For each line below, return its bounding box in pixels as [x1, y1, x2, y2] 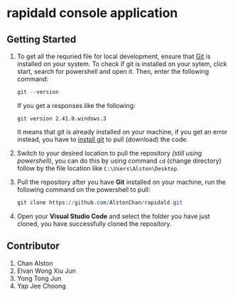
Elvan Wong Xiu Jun [16, 266, 76, 275]
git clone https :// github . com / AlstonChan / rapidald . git [16, 199, 183, 206]
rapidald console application [6, 5, 178, 21]
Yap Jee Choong [16, 281, 67, 290]
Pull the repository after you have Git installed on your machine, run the [16, 178, 226, 186]
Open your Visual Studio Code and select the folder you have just [16, 212, 210, 220]
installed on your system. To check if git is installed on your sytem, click [16, 60, 228, 68]
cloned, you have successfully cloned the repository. [16, 219, 172, 228]
